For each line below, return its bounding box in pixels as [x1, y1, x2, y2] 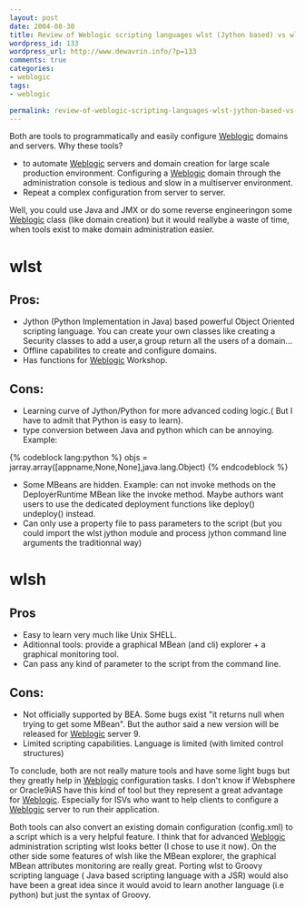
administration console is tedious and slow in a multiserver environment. [22, 177, 293, 188]
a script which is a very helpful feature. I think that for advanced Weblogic [9, 832, 286, 842]
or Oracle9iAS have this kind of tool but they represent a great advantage [9, 784, 283, 795]
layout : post [9, 13, 59, 23]
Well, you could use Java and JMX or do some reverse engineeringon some [9, 205, 293, 216]
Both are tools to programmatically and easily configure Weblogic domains [9, 131, 289, 142]
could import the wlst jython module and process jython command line [22, 528, 287, 539]
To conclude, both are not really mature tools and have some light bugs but [9, 765, 290, 776]
